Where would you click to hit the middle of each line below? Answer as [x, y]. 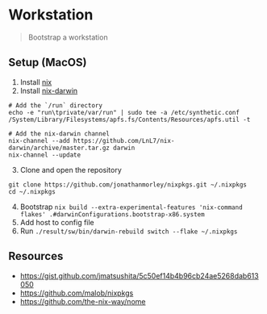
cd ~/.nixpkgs [32, 191]
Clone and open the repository [71, 170]
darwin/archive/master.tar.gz [59, 148]
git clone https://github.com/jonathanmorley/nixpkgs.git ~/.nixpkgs [128, 184]
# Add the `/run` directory [56, 105]
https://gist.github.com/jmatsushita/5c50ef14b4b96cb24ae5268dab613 [140, 275]
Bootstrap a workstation [68, 37]
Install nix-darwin [49, 90]
